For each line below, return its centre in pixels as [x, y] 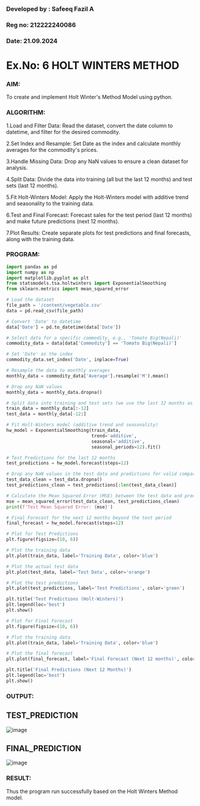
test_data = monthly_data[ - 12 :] [46, 414]
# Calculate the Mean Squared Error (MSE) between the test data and [94, 496]
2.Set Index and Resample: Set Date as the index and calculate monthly [93, 143]
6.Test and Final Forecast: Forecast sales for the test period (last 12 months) [99, 215]
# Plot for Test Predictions [42, 534]
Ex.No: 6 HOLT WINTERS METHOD [93, 65]
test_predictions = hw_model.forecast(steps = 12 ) [68, 463]
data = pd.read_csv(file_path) [45, 311]
